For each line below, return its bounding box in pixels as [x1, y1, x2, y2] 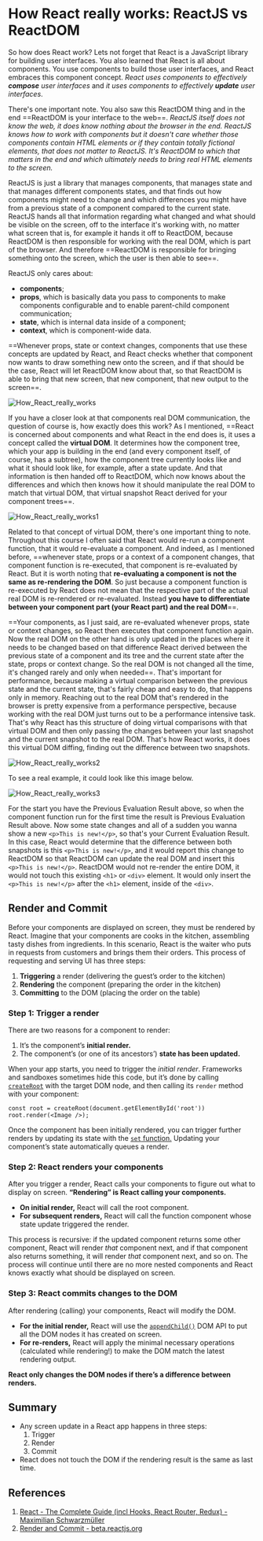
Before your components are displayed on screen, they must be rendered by [8, 922, 255, 932]
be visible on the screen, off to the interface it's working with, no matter [8, 219, 240, 229]
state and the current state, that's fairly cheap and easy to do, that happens [8, 684, 253, 693]
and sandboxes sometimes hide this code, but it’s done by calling [8, 1072, 219, 1082]
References [8, 1486, 66, 1499]
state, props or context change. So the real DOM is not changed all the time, [8, 659, 254, 668]
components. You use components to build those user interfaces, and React [8, 64, 254, 73]
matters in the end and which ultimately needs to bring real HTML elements [8, 154, 253, 164]
